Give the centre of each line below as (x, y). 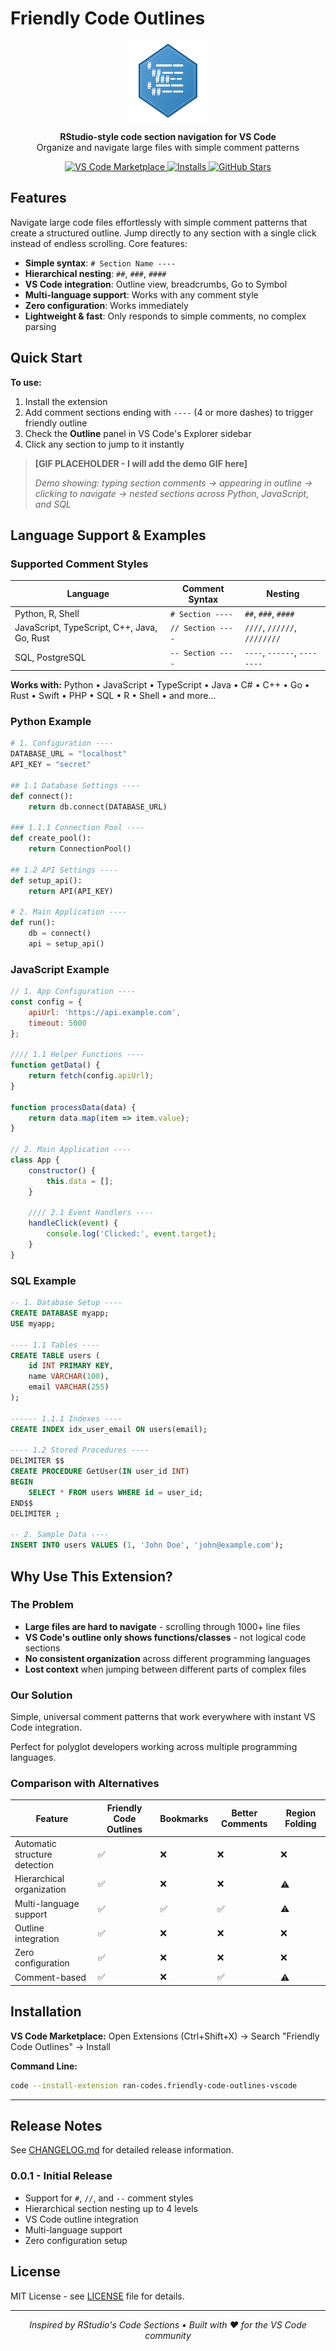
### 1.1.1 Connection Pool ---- (77, 828)
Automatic (35, 1844)
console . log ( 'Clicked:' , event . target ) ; (131, 1234)
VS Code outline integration (81, 2219)
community (168, 2335)
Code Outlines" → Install (60, 2046)
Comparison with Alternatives (85, 1784)
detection (34, 1865)
